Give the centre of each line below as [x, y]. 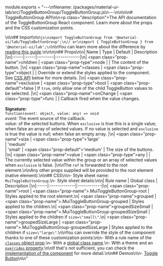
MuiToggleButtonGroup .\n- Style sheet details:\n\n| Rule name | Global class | [81, 181]
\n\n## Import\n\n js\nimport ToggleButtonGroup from [59, 37]
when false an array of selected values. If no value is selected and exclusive [82, 129]
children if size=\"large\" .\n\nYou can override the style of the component [80, 232]
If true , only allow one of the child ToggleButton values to [95, 88]
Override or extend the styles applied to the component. [94, 72]
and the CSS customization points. [40, 28]
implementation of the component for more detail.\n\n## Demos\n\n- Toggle [81, 253]
